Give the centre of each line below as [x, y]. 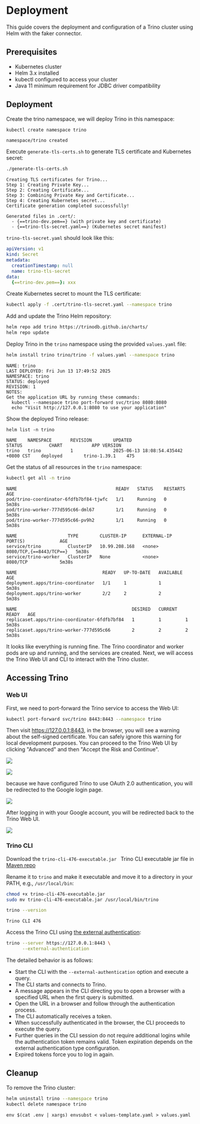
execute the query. [38, 1029]
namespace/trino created [37, 141]
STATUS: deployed [28, 381]
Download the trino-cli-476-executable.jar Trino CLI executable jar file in [100, 858]
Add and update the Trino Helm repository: [59, 316]
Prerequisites [32, 52]
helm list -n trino [30, 430]
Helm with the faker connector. [44, 33]
